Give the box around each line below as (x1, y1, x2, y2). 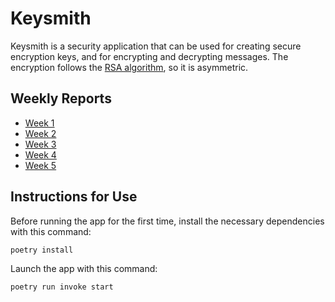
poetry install (10, 245, 74, 255)
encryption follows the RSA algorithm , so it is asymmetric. (10, 61, 249, 73)
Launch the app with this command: (10, 263, 158, 275)
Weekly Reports (10, 90, 112, 107)
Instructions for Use (10, 188, 138, 206)
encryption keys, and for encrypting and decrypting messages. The (10, 50, 289, 62)
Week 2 (24, 127, 57, 139)
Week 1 (24, 117, 55, 129)
